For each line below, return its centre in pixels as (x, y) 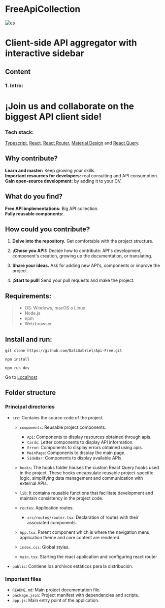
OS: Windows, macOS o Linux (55, 308)
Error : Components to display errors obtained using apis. (85, 447)
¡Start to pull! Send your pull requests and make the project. (73, 280)
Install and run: (29, 339)
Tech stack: (19, 132)
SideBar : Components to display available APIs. (75, 458)
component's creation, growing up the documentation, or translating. (82, 256)
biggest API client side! (53, 117)
